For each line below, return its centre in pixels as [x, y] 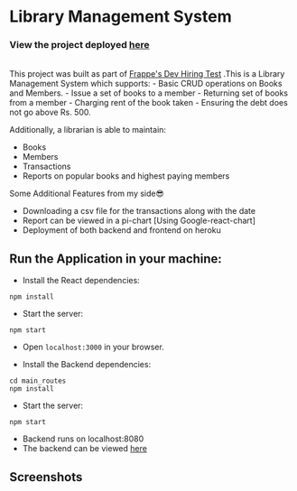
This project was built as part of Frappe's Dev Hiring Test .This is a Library [147, 74]
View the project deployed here [80, 45]
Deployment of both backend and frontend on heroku [121, 230]
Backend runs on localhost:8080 [83, 439]
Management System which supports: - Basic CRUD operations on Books [146, 84]
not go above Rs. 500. [51, 112]
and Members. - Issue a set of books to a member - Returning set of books [149, 93]
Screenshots [46, 477]
